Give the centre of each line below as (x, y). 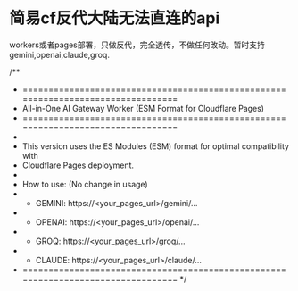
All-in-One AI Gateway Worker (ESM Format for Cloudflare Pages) (143, 108)
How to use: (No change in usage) (85, 184)
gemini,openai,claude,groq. (59, 54)
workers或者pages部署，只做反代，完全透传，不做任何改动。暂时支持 (137, 45)
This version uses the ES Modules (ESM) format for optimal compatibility (156, 146)
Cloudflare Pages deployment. (78, 165)
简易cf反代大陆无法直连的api (115, 18)
